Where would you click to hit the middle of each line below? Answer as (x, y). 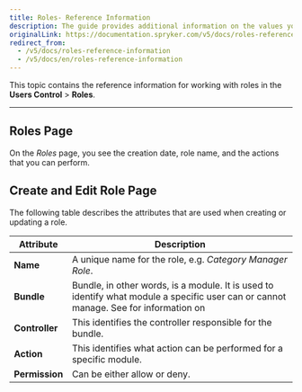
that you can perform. (49, 162)
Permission (39, 374)
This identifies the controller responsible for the (172, 322)
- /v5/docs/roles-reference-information (94, 51)
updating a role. (38, 222)
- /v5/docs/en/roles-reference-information (100, 59)
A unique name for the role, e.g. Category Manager (179, 259)
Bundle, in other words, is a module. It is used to (173, 285)
